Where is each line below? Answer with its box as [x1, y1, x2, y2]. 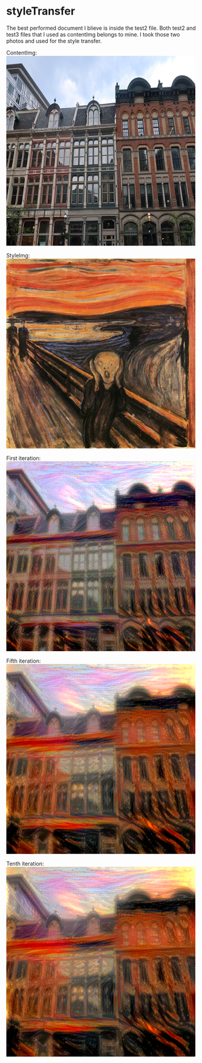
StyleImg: [6, 251, 30, 259]
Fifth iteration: [6, 657, 41, 665]
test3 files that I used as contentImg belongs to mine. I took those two [6, 30, 180, 38]
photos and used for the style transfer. [6, 37, 102, 44]
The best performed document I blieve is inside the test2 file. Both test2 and [6, 24, 197, 32]
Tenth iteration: [6, 860, 44, 867]
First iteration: [6, 454, 41, 462]
